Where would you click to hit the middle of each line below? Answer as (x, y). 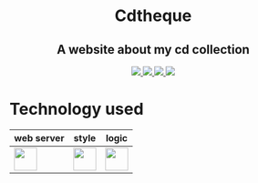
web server (39, 137)
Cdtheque (153, 16)
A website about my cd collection (153, 50)
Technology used (77, 109)
